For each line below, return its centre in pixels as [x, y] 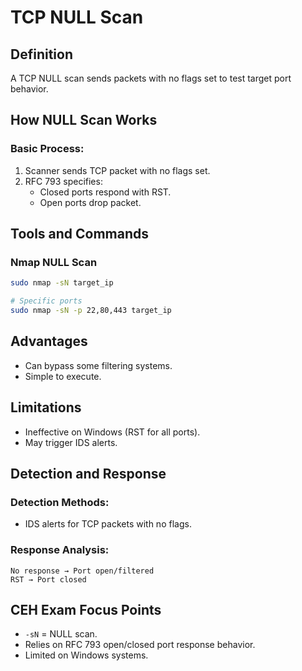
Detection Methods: [60, 502]
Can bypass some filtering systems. [98, 365]
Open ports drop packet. [90, 202]
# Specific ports [46, 301]
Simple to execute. [63, 376]
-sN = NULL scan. [61, 634]
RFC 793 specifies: [63, 181]
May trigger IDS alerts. [71, 442]
